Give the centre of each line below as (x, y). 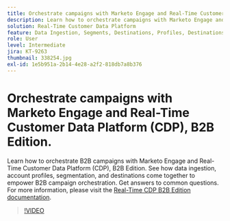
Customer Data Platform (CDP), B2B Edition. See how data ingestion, (120, 168)
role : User (23, 39)
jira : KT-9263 (27, 52)
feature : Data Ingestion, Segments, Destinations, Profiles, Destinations (116, 32)
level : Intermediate (37, 45)
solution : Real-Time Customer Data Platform (72, 26)
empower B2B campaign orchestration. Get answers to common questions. (113, 183)
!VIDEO (34, 210)
